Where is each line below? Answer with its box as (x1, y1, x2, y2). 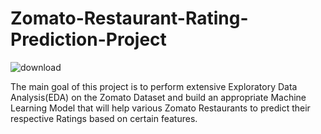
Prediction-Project (10, 28, 167, 51)
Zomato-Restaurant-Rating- (10, 7, 249, 30)
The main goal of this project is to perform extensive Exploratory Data (10, 80, 298, 92)
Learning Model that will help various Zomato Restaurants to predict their (10, 102, 311, 114)
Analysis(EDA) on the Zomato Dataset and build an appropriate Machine (10, 91, 307, 103)
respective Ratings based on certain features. (10, 112, 198, 124)
